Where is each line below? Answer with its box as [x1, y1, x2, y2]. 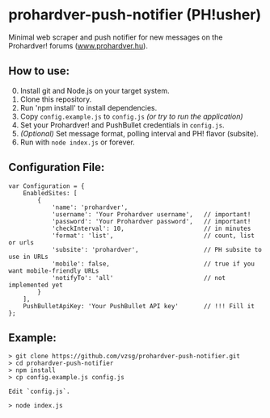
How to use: [8, 65, 70, 78]
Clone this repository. [19, 94, 92, 104]
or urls [8, 238, 35, 247]
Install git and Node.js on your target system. [19, 86, 170, 95]
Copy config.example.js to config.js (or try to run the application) [19, 111, 244, 121]
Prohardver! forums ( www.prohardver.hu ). [8, 40, 148, 50]
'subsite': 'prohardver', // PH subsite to [51, 245, 263, 253]
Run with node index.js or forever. [19, 137, 135, 147]
